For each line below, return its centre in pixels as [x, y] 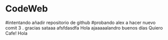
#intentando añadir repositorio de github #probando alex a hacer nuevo [80, 22]
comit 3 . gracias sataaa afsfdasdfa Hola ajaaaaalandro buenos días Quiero [84, 27]
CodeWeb [27, 9]
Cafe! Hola [17, 33]
